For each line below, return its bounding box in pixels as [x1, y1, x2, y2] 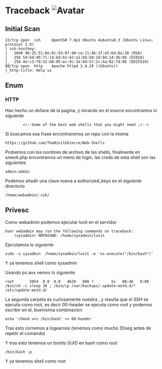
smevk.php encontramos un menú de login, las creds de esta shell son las [5, 154, 156, 160]
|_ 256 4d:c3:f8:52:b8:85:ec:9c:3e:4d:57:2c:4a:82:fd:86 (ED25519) [5, 59, 149, 64]
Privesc [5, 206, 29, 214]
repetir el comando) [5, 330, 45, 336]
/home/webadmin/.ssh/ [5, 193, 50, 198]
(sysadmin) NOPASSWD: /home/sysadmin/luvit [14, 233, 105, 238]
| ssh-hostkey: [5, 46, 37, 51]
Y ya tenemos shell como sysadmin [5, 260, 78, 266]
